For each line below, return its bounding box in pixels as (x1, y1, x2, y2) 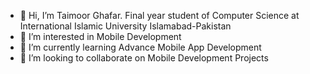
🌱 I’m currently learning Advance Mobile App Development (19, 41, 262, 53)
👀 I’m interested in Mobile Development (19, 31, 182, 42)
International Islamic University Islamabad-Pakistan (19, 20, 232, 32)
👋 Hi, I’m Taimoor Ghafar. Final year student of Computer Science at (19, 10, 300, 21)
